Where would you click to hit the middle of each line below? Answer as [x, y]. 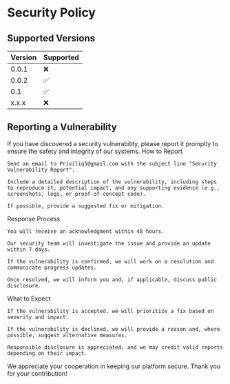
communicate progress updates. [52, 267]
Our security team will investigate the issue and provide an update [109, 243]
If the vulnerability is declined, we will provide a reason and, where [114, 329]
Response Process [34, 219]
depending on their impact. [48, 353]
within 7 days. [29, 250]
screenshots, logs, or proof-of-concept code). [77, 194]
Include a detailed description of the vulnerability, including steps [112, 182]
